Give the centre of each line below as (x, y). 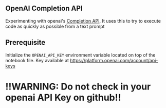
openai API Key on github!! (63, 97)
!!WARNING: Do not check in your (78, 86)
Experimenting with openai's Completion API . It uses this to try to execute (83, 21)
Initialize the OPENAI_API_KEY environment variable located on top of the (80, 55)
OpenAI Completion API (44, 8)
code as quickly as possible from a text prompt (55, 26)
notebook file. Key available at (37, 60)
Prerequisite (25, 42)
